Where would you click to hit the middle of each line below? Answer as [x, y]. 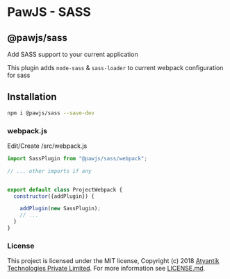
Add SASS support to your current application [73, 54]
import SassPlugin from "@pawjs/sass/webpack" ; [77, 158]
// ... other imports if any [49, 171]
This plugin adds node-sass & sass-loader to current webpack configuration [115, 68]
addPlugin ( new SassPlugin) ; [60, 209]
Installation [32, 97]
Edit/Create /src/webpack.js [47, 146]
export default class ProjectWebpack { [65, 189]
